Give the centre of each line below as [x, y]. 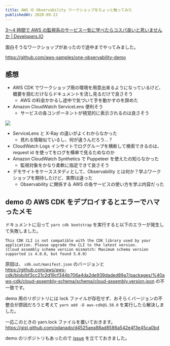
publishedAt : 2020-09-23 [31, 15]
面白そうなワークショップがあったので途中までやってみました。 [72, 47]
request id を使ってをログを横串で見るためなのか [64, 153]
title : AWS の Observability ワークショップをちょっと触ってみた [69, 10]
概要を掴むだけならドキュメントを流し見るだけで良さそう [73, 94]
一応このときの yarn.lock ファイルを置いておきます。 [60, 322]
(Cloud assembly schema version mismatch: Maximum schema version [77, 250]
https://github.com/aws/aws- [36, 270]
